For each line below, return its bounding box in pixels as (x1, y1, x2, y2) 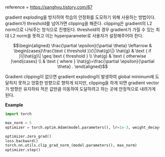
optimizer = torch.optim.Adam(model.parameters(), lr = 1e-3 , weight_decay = (5, 125, 162, 130)
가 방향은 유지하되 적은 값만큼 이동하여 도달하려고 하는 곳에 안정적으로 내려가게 (5, 86, 156, 92)
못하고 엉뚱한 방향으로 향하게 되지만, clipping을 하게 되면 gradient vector (18, 80, 160, 86)
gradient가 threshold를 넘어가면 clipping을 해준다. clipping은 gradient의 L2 (5, 21, 152, 26)
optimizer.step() (5, 148, 41, 153)
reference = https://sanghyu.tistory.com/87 (5, 4, 93, 10)
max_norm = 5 (5, 120, 32, 125)
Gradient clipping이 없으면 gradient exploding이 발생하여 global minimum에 (5, 74, 154, 79)
